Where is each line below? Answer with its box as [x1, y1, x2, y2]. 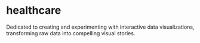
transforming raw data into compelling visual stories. [6, 29, 136, 36]
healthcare [6, 4, 61, 17]
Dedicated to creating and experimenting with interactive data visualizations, [6, 23, 195, 30]
